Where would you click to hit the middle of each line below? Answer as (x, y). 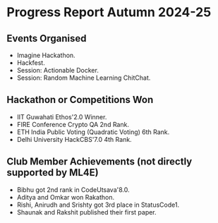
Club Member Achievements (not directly (99, 162)
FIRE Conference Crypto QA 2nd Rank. (73, 124)
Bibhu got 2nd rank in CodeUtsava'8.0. (73, 189)
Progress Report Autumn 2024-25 (109, 12)
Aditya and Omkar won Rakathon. (65, 197)
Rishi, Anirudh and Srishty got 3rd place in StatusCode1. (98, 205)
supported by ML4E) (53, 173)
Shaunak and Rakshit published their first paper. (86, 212)
